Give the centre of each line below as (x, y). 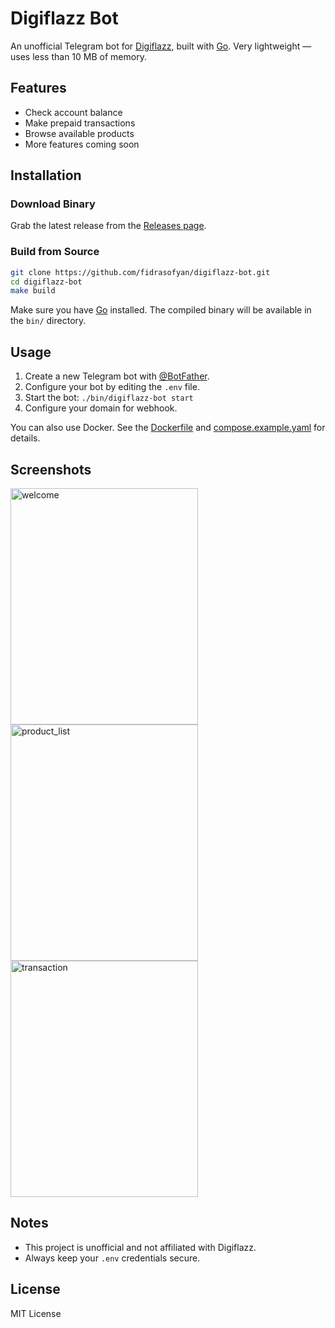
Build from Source (55, 252)
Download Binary (53, 204)
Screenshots (51, 469)
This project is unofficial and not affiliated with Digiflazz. (140, 1247)
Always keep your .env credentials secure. (112, 1258)
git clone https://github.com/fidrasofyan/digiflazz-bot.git (140, 272)
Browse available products (79, 133)
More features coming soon (82, 144)
